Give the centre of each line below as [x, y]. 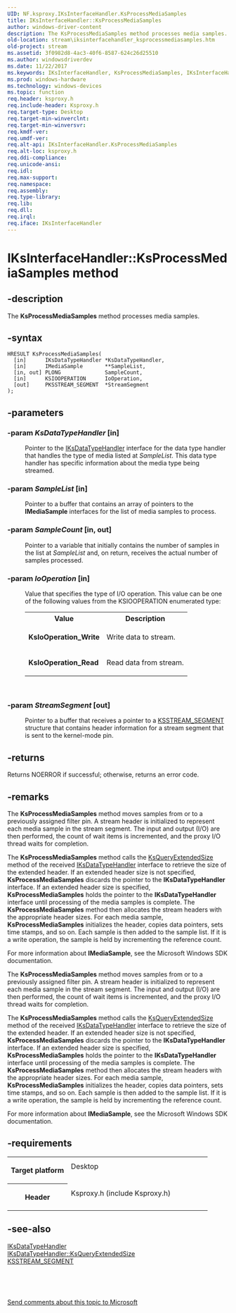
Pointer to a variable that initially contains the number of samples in [122, 545]
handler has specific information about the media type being [112, 463]
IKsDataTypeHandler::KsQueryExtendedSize [71, 1253]
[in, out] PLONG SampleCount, [78, 373]
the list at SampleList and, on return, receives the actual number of [122, 553]
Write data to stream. [141, 637]
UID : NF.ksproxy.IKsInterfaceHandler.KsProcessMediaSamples [97, 14]
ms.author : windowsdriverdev [50, 60]
